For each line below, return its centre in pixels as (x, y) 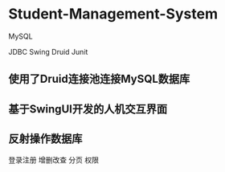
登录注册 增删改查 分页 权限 (53, 160)
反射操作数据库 (45, 139)
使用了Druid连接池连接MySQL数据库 (99, 79)
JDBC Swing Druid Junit (48, 51)
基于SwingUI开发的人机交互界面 (88, 109)
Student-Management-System (113, 14)
